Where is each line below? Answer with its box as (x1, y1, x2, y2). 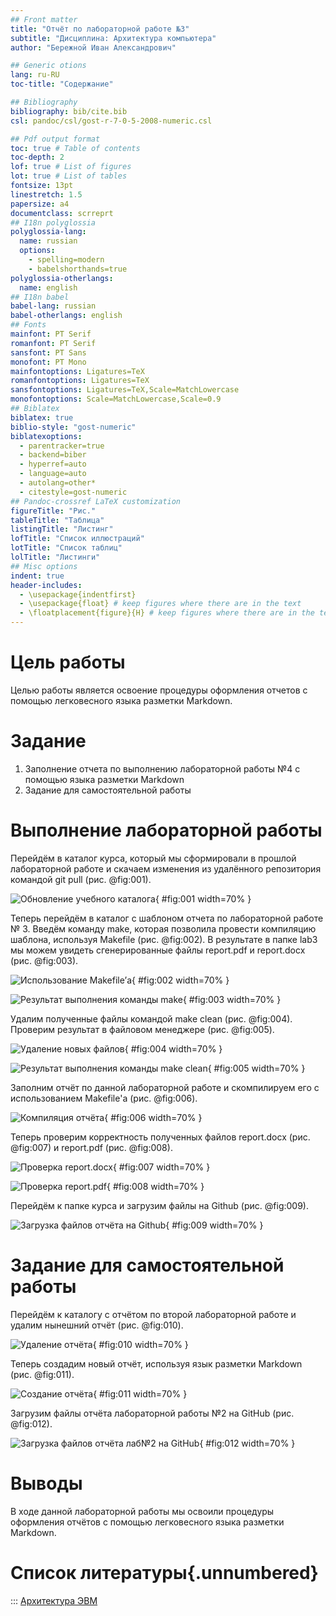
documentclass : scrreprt (10, 208, 114, 218)
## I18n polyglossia (10, 217, 97, 228)
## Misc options (10, 561, 78, 571)
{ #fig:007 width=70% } (112, 1161, 211, 1173)
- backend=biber (19, 450, 87, 460)
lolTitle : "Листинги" (10, 552, 101, 562)
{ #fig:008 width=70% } (106, 1180, 205, 1192)
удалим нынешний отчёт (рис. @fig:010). (10, 1319, 184, 1331)
